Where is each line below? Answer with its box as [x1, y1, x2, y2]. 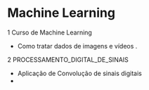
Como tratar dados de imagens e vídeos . [17, 41, 138, 50]
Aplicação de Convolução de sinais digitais [17, 69, 143, 77]
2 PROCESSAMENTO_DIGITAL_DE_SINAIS [7, 55, 129, 64]
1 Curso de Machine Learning [7, 28, 93, 37]
